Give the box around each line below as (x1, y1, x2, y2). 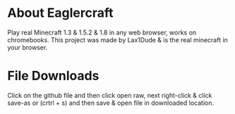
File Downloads (7, 68, 100, 84)
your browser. (7, 43, 48, 51)
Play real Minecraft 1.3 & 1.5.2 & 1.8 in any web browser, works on (7, 28, 197, 37)
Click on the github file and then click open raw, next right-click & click (7, 91, 212, 99)
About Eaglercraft (7, 5, 114, 21)
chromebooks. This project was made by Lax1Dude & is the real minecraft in (7, 35, 228, 44)
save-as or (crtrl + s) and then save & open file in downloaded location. (7, 99, 214, 107)
